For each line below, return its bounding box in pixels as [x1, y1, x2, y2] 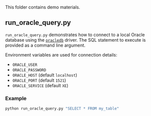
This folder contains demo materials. [5, 4, 81, 10]
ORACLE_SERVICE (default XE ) [12, 82, 69, 88]
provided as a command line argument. [5, 42, 86, 48]
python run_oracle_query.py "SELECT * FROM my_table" [5, 106, 120, 111]
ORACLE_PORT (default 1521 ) [12, 77, 66, 83]
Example [5, 95, 27, 102]
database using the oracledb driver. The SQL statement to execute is [5, 37, 146, 43]
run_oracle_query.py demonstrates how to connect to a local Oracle [5, 32, 145, 38]
